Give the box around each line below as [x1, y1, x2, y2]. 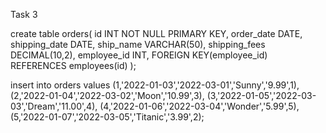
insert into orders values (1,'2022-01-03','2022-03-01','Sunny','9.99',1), [10, 79, 300, 91]
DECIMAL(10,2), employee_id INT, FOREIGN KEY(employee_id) [10, 49, 268, 61]
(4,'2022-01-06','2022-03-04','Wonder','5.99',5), [99, 100, 300, 112]
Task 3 [10, 9, 38, 20]
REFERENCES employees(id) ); [10, 60, 137, 71]
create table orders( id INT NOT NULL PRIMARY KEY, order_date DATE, [10, 28, 303, 39]
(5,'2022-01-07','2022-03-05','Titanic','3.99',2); [10, 111, 205, 123]
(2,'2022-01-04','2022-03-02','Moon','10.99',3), [10, 90, 205, 101]
